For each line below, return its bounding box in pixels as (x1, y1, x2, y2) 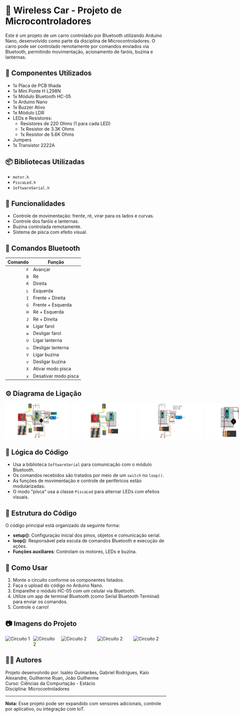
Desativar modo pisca (33, 373, 79, 379)
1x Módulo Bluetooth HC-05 (12, 93, 71, 99)
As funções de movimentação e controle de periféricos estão (12, 477, 142, 484)
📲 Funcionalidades (5, 199, 65, 208)
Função (47, 259, 64, 265)
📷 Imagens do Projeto (5, 619, 77, 628)
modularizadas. (12, 483, 45, 489)
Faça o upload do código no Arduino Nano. (12, 582, 104, 588)
